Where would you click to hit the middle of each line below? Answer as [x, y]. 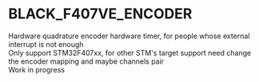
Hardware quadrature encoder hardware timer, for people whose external [129, 36]
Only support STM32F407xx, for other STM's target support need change [130, 53]
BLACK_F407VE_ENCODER [100, 14]
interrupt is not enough [46, 44]
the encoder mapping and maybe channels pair [86, 61]
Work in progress [37, 69]
